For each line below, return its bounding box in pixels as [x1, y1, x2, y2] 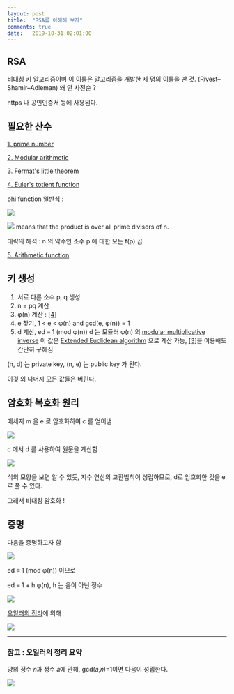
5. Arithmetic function [7, 250, 70, 259]
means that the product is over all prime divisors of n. [15, 222, 169, 231]
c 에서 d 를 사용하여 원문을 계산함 [7, 444, 98, 453]
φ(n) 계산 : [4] [17, 310, 57, 318]
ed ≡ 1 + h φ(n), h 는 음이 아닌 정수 [7, 581, 103, 589]
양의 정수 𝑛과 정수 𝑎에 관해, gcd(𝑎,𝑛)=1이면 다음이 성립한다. [7, 665, 169, 673]
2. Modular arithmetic [7, 153, 69, 161]
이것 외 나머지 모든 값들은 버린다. [7, 375, 97, 383]
